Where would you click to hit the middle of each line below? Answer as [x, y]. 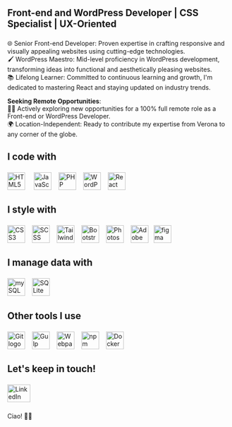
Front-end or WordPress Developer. [59, 116]
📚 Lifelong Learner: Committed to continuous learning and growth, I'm [110, 78]
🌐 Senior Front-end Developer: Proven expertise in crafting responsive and [116, 44]
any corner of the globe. [42, 134]
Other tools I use [44, 316]
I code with [32, 156]
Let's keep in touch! [52, 369]
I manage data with [50, 263]
